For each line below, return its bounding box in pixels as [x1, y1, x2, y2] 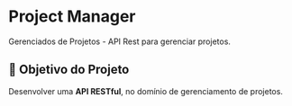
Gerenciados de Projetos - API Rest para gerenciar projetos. [8, 36, 232, 47]
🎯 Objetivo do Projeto [8, 62, 130, 77]
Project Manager [8, 6, 136, 27]
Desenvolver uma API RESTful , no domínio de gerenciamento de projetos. [8, 85, 283, 96]
